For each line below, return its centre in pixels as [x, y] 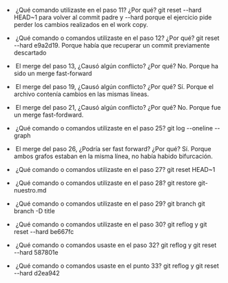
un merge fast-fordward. [49, 115]
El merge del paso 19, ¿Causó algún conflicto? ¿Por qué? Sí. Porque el [114, 87]
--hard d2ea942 [37, 273]
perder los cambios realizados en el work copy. [81, 25]
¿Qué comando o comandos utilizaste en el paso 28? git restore [106, 183]
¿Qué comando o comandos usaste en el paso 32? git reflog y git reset [116, 245]
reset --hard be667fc [44, 232]
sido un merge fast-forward [53, 73]
